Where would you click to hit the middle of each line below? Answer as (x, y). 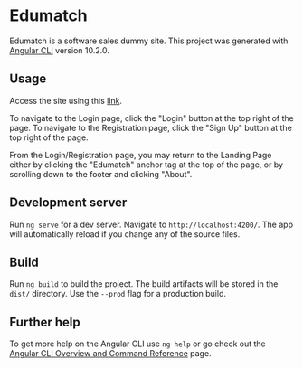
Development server (68, 203)
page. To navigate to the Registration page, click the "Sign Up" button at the (151, 127)
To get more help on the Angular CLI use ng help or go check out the (137, 344)
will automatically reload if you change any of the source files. (125, 234)
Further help (45, 322)
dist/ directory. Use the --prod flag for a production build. (118, 294)
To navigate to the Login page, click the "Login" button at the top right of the (151, 118)
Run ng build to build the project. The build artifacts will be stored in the (144, 284)
